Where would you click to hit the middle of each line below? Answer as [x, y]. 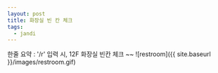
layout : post [26, 14]
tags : [15, 27]
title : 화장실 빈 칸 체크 [40, 20]
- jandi [25, 33]
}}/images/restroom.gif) [41, 62]
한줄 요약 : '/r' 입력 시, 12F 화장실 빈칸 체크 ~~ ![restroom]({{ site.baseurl [109, 54]
